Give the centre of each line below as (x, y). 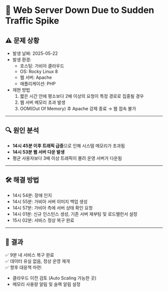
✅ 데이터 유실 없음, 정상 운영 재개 (37, 261)
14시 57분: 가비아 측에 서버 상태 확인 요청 (52, 208)
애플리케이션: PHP (38, 84)
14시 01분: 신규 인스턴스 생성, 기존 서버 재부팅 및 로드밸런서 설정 (75, 214)
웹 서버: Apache (36, 77)
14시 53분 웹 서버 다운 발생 (38, 152)
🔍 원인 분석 (22, 131)
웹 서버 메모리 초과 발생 (43, 102)
